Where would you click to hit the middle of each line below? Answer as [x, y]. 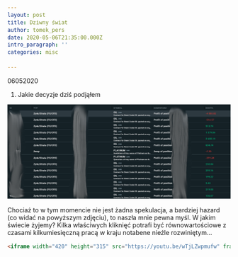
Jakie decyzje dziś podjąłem [59, 94]
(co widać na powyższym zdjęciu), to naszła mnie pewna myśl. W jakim [112, 217]
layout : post [27, 15]
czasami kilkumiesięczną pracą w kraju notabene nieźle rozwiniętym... [110, 232]
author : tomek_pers [36, 30]
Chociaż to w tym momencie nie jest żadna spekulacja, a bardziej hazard [114, 210]
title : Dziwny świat [38, 22]
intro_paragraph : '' [38, 45]
